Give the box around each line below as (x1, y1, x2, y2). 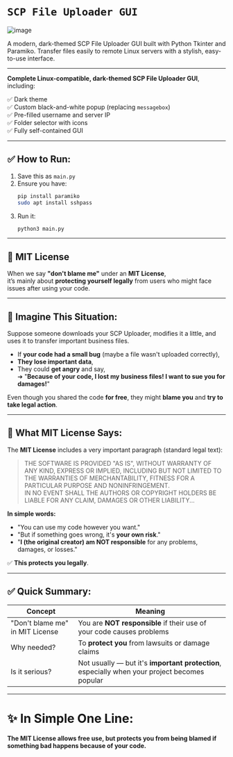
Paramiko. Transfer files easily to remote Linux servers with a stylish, (7, 47, 204, 55)
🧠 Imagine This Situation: (7, 311, 118, 323)
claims (78, 646, 99, 656)
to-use (7, 54, 26, 63)
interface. (27, 54, 55, 63)
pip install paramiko (17, 193, 80, 200)
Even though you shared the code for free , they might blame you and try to (7, 393, 223, 401)
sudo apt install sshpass (17, 199, 92, 206)
